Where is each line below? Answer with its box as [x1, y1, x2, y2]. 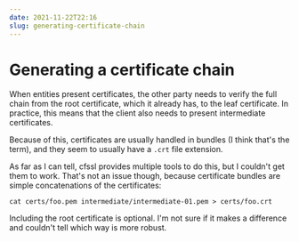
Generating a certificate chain [9, 60, 235, 80]
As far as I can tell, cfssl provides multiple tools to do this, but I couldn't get [9, 161, 285, 172]
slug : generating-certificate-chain [9, 21, 145, 30]
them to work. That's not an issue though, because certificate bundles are [9, 171, 281, 181]
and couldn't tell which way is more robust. [9, 222, 167, 233]
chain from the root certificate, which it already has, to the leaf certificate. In [9, 99, 289, 109]
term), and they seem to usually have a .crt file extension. [9, 144, 223, 155]
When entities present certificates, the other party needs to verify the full [9, 89, 278, 100]
